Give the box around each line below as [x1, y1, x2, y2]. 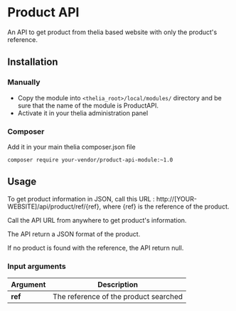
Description [97, 280, 139, 290]
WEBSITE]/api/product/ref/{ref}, [7, 202, 102, 211]
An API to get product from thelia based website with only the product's [7, 28, 218, 36]
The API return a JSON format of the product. [7, 229, 141, 238]
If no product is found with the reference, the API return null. [7, 243, 184, 252]
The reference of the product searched [53, 292, 183, 302]
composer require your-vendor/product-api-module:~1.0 [7, 156, 173, 164]
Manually [7, 78, 41, 88]
